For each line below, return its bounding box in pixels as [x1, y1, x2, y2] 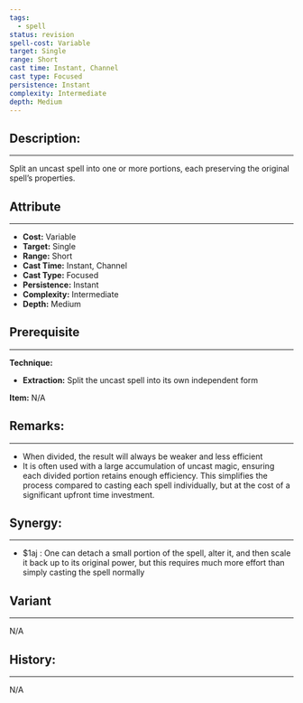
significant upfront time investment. [22, 489, 155, 500]
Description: [9, 130, 81, 145]
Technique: [9, 357, 53, 368]
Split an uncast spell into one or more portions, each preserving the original [9, 164, 290, 174]
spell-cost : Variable [9, 38, 91, 48]
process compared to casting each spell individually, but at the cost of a [22, 480, 290, 491]
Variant [9, 593, 51, 608]
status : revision [9, 30, 75, 39]
